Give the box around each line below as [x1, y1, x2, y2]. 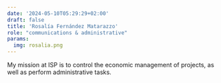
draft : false [7, 16, 45, 23]
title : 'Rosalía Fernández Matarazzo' [7, 23, 118, 29]
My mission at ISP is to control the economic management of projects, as [7, 61, 215, 69]
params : [7, 36, 30, 43]
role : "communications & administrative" [7, 29, 128, 36]
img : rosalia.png [13, 42, 63, 49]
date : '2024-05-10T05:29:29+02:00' [7, 10, 109, 17]
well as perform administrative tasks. [7, 68, 112, 76]
